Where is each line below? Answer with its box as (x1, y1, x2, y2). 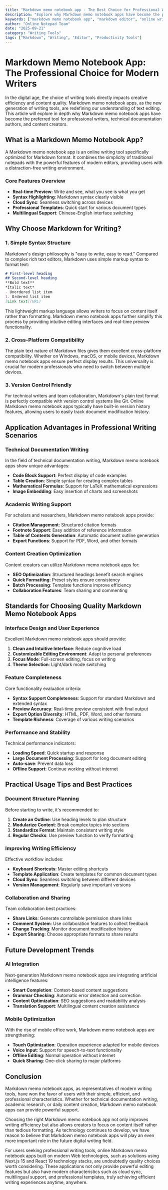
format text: (5, 261, 29, 267)
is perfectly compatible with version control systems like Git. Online (5, 398, 144, 404)
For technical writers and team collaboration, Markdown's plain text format (5, 393, 159, 399)
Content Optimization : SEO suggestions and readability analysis (12, 997, 146, 1003)
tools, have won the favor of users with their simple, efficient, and (5, 1090, 140, 1096)
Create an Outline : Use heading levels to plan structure (12, 816, 126, 822)
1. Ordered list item (5, 294, 50, 299)
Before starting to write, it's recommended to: (5, 806, 99, 812)
